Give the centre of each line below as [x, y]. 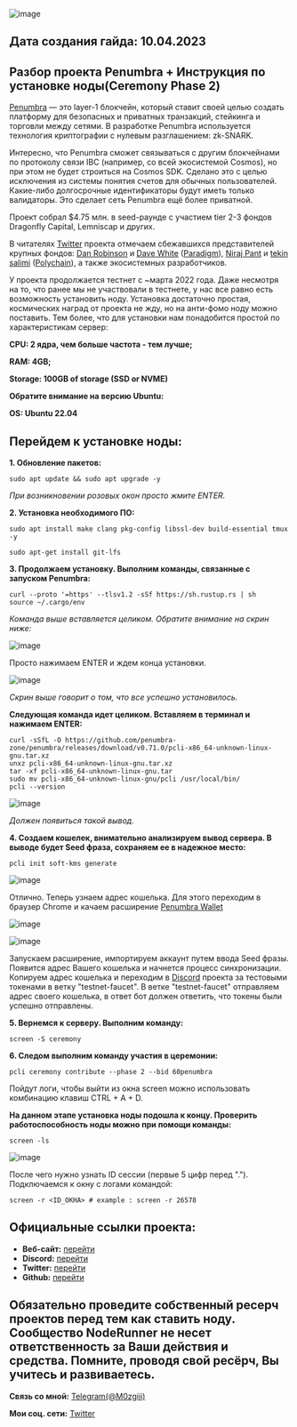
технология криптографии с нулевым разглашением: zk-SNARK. [132, 136]
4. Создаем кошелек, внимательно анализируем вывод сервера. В [141, 838]
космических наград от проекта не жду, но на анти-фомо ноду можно [144, 309]
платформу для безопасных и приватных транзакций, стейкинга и [135, 116]
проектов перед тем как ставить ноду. [122, 1319]
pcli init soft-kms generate [63, 864]
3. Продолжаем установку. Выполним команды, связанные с [130, 569]
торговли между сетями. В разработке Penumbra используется [130, 126]
